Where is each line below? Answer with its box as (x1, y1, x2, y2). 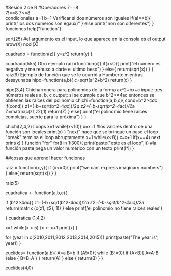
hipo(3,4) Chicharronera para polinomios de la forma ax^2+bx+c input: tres (5, 87, 163, 93)
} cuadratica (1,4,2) (5, 215, 45, 221)
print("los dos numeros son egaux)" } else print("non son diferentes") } (5, 20, 154, 26)
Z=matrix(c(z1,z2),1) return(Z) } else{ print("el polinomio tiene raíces (5, 109, 148, 114)
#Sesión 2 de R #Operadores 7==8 (5, 5, 79, 10)
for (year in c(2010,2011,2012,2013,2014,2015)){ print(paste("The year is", (5, 234, 159, 240)
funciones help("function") (5, 26, 62, 32)
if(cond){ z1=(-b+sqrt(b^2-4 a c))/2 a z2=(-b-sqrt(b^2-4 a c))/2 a (5, 103, 135, 109)
